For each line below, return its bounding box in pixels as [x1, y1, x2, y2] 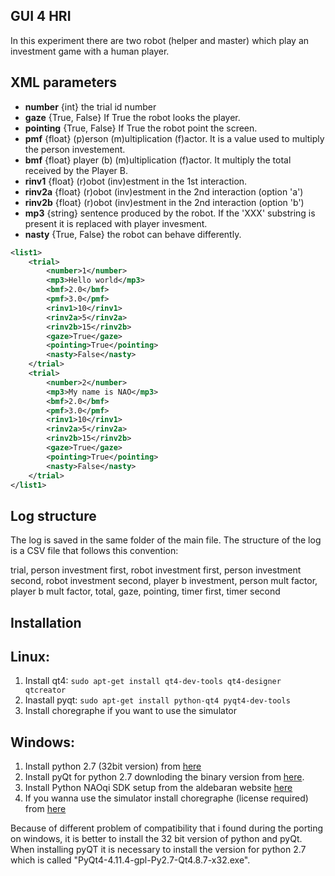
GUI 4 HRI [10, 8, 72, 25]
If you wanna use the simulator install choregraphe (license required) [24, 792, 309, 804]
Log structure [10, 507, 97, 524]
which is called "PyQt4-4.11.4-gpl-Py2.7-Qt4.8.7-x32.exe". [10, 854, 251, 866]
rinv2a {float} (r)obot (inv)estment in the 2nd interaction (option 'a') [24, 185, 304, 198]
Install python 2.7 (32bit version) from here [24, 760, 202, 773]
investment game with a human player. [10, 45, 170, 57]
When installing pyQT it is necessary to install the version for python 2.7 [10, 844, 307, 856]
